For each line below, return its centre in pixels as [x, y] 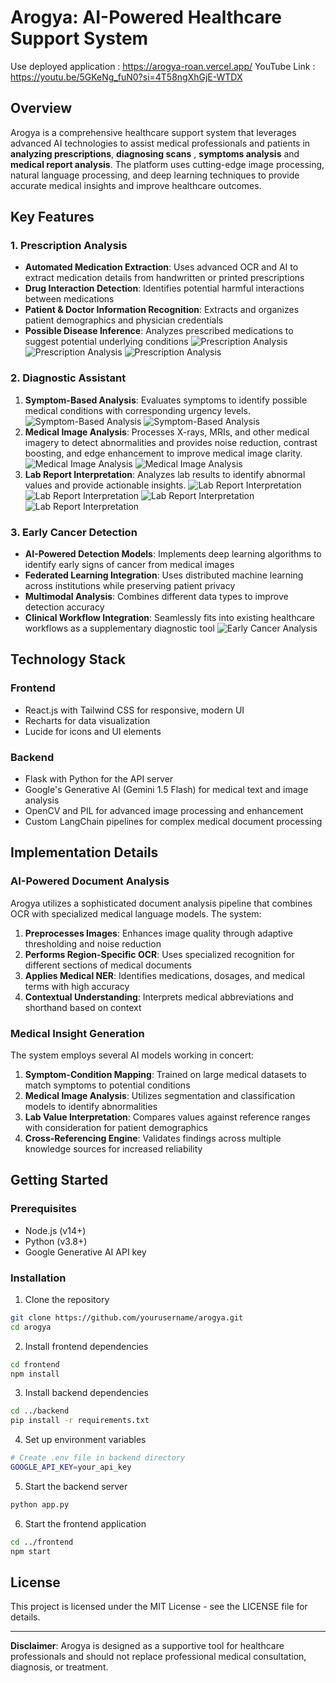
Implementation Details [84, 852]
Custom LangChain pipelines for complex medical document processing [173, 822]
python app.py [40, 1504]
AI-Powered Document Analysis [90, 881]
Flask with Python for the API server [99, 779]
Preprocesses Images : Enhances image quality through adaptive [158, 933]
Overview [41, 108]
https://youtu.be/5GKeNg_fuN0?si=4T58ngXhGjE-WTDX [126, 77]
